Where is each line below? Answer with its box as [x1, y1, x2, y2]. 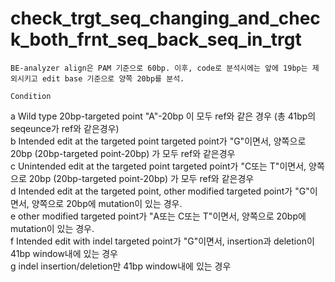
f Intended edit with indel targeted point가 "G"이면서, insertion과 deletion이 [10, 235, 315, 247]
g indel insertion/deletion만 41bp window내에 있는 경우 [10, 260, 232, 272]
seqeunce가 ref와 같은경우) [10, 122, 120, 134]
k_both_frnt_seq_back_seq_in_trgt [10, 28, 302, 51]
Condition [10, 91, 52, 101]
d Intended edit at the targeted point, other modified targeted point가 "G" [10, 185, 310, 197]
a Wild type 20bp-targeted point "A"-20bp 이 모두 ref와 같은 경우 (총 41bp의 [10, 110, 317, 122]
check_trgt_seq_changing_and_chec [10, 7, 321, 30]
